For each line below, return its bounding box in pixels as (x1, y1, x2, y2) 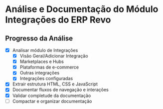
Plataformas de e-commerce (19, 64, 79, 70)
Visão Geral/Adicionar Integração (19, 53, 88, 59)
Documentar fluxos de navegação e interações (12, 86, 109, 93)
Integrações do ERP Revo (5, 14, 111, 25)
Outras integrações (19, 70, 60, 76)
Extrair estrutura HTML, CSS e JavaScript (12, 81, 98, 87)
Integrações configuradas (19, 75, 73, 81)
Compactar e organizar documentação (12, 98, 92, 104)
